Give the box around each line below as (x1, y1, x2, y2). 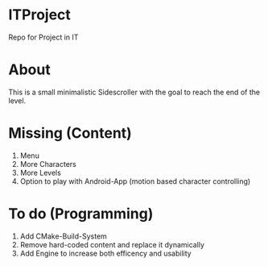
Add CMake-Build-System (19, 231, 107, 241)
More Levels (19, 168, 62, 177)
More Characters (19, 159, 76, 168)
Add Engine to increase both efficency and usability (19, 248, 192, 258)
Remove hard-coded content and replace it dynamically (19, 239, 205, 249)
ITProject (8, 6, 71, 24)
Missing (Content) (8, 124, 133, 143)
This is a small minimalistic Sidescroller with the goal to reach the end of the (8, 87, 260, 97)
